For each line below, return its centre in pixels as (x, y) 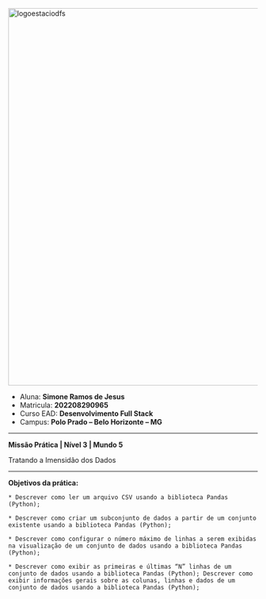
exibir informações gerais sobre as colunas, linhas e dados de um (122, 581)
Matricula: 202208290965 (64, 405)
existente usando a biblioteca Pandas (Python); (90, 525)
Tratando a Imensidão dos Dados (62, 460)
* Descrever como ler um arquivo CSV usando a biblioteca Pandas (118, 498)
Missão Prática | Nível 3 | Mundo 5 (66, 444)
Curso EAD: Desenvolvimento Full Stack (86, 414)
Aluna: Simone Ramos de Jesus (72, 397)
